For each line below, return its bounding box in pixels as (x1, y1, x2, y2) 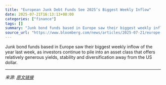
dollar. (5, 60, 18, 65)
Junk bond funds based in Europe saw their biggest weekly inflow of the (5, 44, 153, 49)
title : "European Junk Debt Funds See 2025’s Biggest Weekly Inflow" (5, 7, 152, 12)
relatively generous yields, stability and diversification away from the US (5, 54, 152, 60)
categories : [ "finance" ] (5, 16, 56, 21)
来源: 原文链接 (5, 75, 34, 80)
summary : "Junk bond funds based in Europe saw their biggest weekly (5, 26, 152, 31)
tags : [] (5, 21, 23, 26)
